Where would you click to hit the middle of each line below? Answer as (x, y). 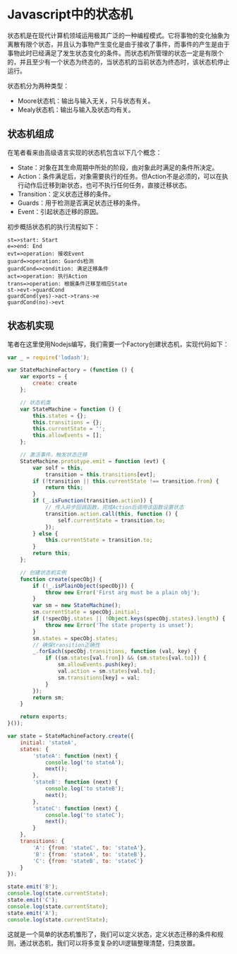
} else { (45, 534)
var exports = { (44, 377)
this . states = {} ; (60, 416)
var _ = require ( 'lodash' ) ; (49, 358)
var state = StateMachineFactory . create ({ (71, 736)
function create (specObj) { (61, 579)
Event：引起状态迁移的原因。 (60, 211)
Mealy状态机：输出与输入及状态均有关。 (76, 110)
